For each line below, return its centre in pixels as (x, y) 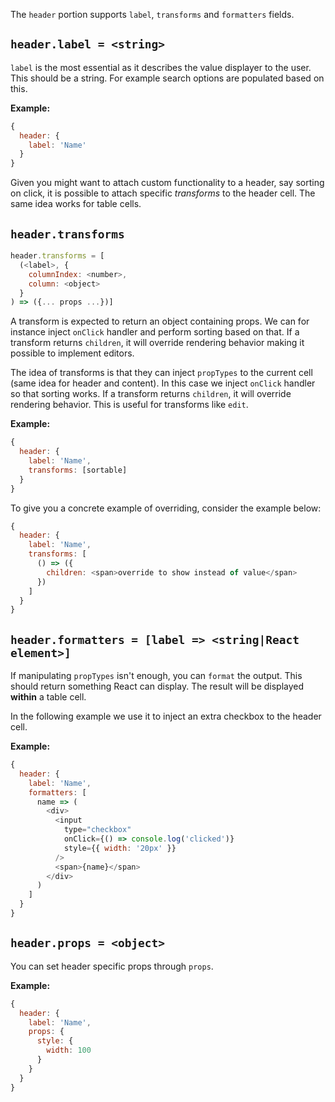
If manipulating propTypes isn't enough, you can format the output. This (156, 676)
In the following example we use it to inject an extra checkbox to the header (166, 716)
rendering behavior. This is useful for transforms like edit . (129, 405)
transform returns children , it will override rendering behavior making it (157, 343)
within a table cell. (48, 697)
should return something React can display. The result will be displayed (157, 686)
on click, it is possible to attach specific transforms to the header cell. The (163, 193)
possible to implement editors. (72, 353)
